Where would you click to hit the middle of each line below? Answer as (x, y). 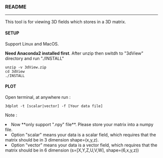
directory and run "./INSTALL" (34, 58)
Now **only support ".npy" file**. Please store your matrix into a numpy (82, 124)
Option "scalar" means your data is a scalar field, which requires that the (84, 135)
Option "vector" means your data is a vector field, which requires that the (84, 145)
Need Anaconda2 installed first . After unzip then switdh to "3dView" (74, 53)
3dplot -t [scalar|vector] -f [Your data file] (54, 106)
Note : (11, 115)
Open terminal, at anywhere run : (38, 97)
